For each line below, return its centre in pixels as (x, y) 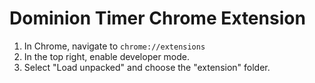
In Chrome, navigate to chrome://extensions (114, 46)
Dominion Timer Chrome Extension (157, 18)
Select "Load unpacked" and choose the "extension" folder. (147, 67)
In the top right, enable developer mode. (107, 56)
